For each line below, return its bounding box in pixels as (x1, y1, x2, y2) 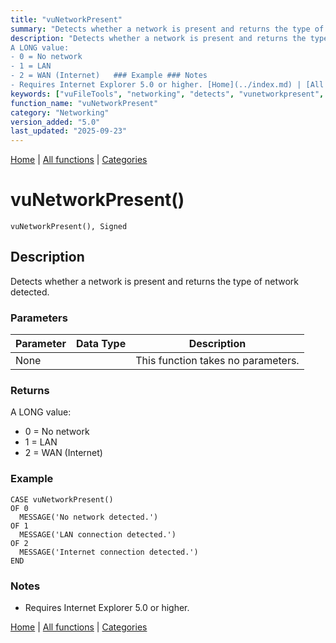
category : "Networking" (10, 107, 110, 118)
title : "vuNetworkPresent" (10, 14, 123, 25)
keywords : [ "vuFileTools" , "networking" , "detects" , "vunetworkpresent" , (10, 89, 325, 99)
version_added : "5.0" (10, 117, 101, 127)
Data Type (75, 337, 127, 351)
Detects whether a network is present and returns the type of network (10, 275, 299, 287)
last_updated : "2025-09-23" (10, 126, 128, 136)
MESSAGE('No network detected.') (19, 512, 159, 522)
